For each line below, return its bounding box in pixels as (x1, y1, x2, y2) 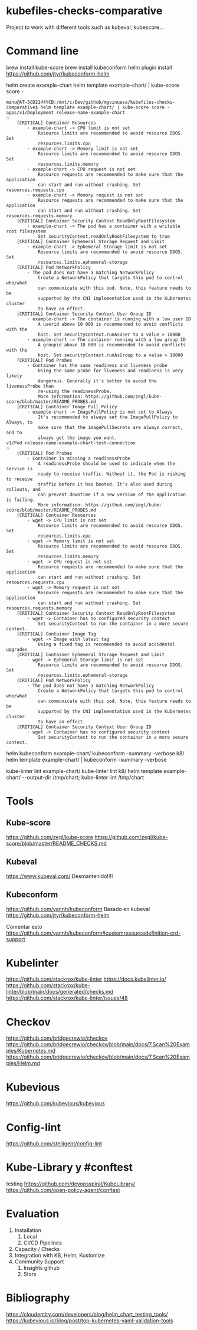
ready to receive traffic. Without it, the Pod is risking (37, 471, 186, 477)
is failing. (6, 497, 35, 503)
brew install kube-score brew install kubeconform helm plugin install (6, 64, 172, 71)
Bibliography (6, 1291, 70, 1305)
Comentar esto (6, 923, 42, 930)
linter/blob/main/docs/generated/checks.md (6, 988, 114, 995)
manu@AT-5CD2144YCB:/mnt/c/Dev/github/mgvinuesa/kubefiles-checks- (6, 99, 176, 105)
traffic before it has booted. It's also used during (37, 481, 173, 487)
